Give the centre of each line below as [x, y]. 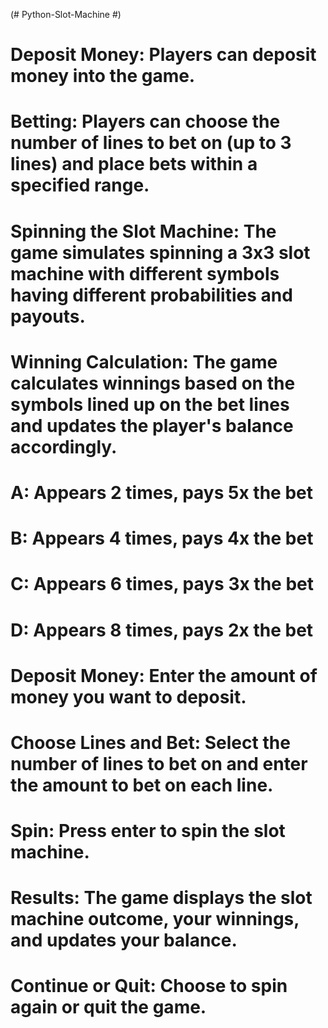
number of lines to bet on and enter [159, 763]
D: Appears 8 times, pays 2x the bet [162, 630]
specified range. [80, 185]
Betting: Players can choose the [145, 121]
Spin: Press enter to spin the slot [148, 831]
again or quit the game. [108, 1007]
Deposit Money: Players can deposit [163, 55]
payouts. [48, 316]
